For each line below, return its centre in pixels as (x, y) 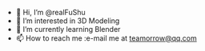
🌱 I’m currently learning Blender (68, 29)
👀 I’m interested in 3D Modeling (68, 21)
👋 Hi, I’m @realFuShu (50, 12)
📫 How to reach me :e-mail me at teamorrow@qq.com (107, 38)
